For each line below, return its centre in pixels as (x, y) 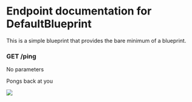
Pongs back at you (30, 81)
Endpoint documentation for (79, 11)
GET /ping (21, 56)
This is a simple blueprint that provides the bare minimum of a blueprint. (96, 40)
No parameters (25, 69)
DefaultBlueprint (49, 24)
